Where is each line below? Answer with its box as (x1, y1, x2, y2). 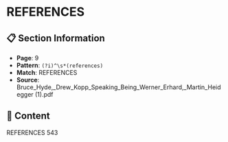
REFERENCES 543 (6, 128, 58, 137)
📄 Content (6, 110, 51, 122)
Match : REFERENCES (16, 69, 78, 76)
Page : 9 (16, 54, 39, 62)
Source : (16, 76, 40, 84)
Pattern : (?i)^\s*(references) (16, 61, 104, 69)
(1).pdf (34, 91, 54, 98)
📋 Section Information (6, 32, 106, 44)
